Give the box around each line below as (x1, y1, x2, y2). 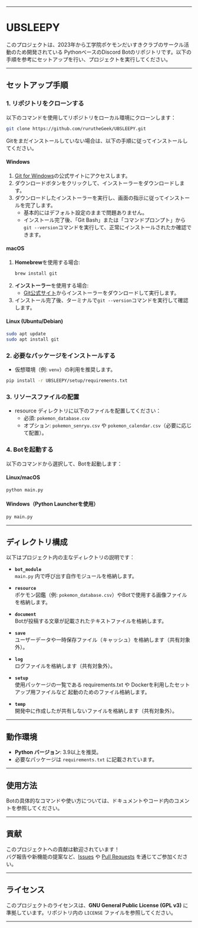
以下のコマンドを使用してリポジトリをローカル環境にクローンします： (6, 114, 176, 121)
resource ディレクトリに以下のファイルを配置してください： (14, 407, 161, 414)
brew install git (14, 270, 58, 276)
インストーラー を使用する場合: (14, 282, 89, 289)
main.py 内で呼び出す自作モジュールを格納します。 (14, 573, 137, 580)
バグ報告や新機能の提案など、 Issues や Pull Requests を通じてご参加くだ (6, 853, 183, 860)
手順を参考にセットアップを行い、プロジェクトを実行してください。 (6, 55, 171, 62)
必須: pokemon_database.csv (23, 415, 90, 422)
